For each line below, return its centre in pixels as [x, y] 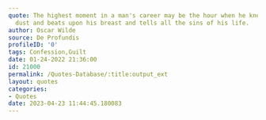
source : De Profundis [44, 37]
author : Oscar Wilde [42, 30]
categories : [28, 89]
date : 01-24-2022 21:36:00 [53, 60]
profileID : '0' [33, 45]
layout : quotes [33, 81]
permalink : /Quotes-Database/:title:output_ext [88, 74]
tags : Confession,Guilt [47, 52]
